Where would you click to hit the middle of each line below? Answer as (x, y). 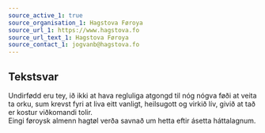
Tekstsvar (34, 77)
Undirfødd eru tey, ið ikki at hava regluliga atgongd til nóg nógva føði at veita (132, 95)
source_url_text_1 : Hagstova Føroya (68, 37)
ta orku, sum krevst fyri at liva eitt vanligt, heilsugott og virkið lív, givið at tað (132, 104)
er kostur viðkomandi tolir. (51, 112)
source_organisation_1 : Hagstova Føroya (76, 23)
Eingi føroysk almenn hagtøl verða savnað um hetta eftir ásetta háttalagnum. (132, 120)
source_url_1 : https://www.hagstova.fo (74, 30)
